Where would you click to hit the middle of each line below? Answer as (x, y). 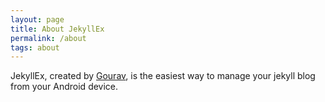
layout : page (37, 19)
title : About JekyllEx (57, 29)
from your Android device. (64, 87)
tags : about (35, 47)
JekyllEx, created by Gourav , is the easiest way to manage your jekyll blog (163, 76)
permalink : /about (48, 38)
